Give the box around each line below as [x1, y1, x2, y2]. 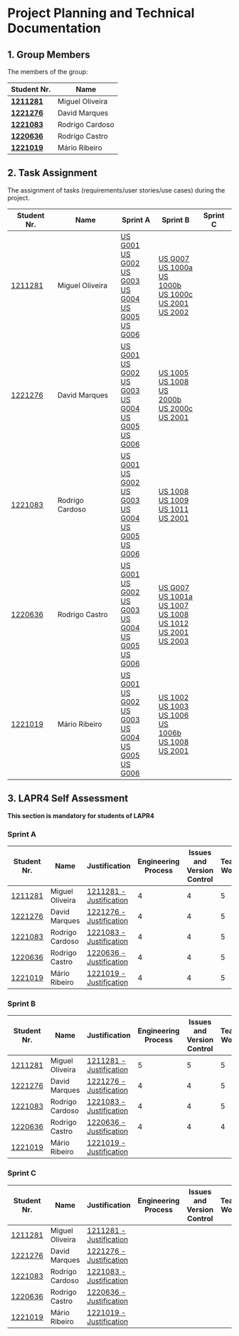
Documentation [7, 20, 102, 36]
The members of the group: [7, 68, 88, 76]
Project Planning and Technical [7, 5, 195, 21]
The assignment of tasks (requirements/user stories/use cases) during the [7, 185, 225, 194]
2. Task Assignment [7, 167, 97, 179]
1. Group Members [7, 49, 90, 61]
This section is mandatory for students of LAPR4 [7, 811, 154, 820]
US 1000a [158, 262, 193, 272]
